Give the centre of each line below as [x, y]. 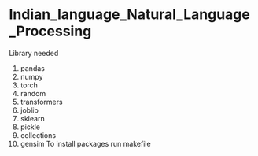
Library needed [34, 53]
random [33, 93]
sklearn [33, 118]
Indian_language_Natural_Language [129, 15]
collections [38, 135]
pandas [33, 68]
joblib [29, 110]
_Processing [50, 31]
